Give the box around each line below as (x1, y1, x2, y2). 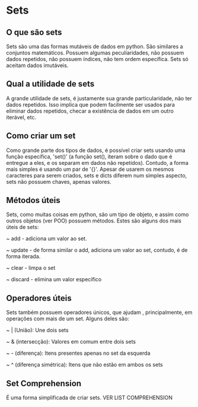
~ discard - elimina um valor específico (6, 276, 102, 283)
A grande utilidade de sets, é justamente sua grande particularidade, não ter (6, 94, 193, 101)
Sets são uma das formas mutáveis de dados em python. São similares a (6, 43, 183, 50)
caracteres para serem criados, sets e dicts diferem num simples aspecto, (6, 171, 187, 179)
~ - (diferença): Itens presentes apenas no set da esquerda (6, 349, 151, 357)
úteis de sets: (6, 224, 39, 231)
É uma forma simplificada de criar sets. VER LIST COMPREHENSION (6, 394, 173, 401)
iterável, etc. (6, 113, 37, 120)
